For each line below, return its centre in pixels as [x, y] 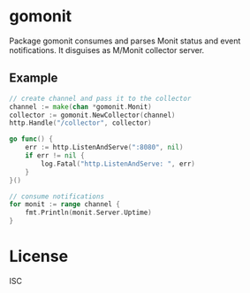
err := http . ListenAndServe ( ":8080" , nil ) [104, 148]
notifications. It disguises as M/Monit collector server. [107, 50]
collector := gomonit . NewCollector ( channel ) [92, 115]
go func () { [31, 139]
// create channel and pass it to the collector [100, 98]
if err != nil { [55, 156]
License [39, 256]
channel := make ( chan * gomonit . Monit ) [80, 107]
